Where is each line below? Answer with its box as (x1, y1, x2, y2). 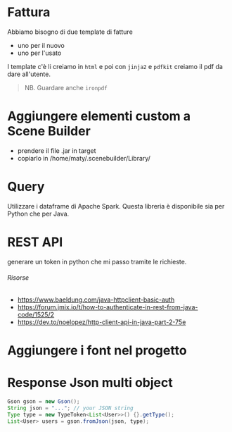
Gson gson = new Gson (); (7, 398, 80, 405)
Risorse (7, 273, 30, 282)
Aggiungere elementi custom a (7, 109, 191, 124)
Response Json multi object (7, 375, 174, 391)
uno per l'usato (17, 49, 62, 57)
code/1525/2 (17, 310, 55, 319)
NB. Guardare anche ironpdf (24, 83, 108, 92)
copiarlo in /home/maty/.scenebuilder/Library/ (17, 154, 151, 162)
